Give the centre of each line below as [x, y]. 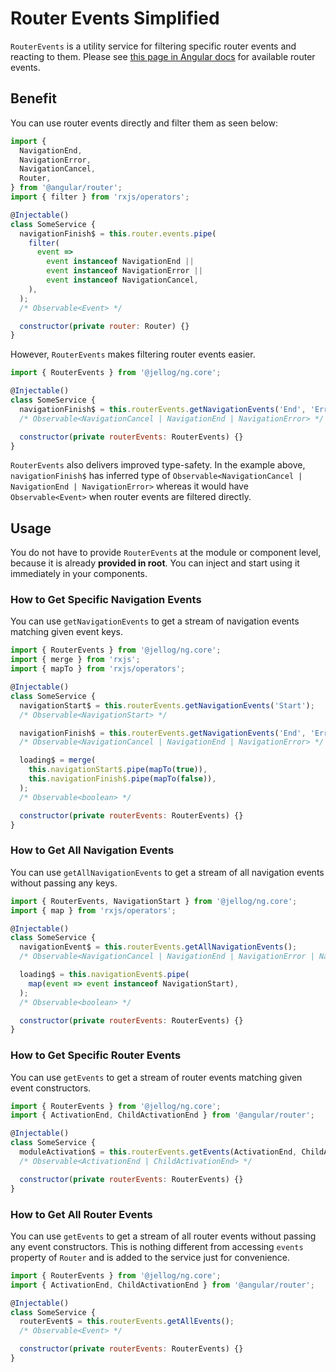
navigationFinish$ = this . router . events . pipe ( [118, 233]
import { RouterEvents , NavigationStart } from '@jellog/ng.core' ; [154, 901]
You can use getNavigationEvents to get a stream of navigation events [155, 621]
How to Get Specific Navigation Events [106, 600]
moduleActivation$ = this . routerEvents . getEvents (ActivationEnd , [158, 1152]
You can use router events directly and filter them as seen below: [144, 123]
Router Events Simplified [115, 18]
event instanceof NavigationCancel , [122, 280]
